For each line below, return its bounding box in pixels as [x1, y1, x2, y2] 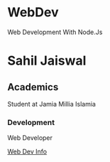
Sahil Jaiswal [7, 53, 87, 69]
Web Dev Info [7, 147, 48, 156]
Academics [7, 81, 59, 93]
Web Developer [7, 134, 53, 142]
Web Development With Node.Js [7, 28, 103, 36]
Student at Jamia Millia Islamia [7, 99, 96, 108]
